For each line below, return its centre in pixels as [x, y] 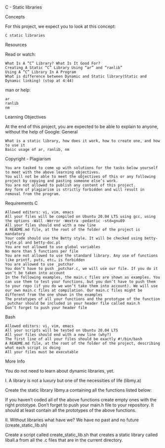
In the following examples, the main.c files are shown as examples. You [83, 277]
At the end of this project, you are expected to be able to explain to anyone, [82, 127]
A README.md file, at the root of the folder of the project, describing [83, 343]
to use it [15, 145]
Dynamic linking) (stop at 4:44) [40, 81]
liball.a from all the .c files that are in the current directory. [64, 440]
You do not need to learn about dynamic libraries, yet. [60, 371]
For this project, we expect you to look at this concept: [61, 26]
